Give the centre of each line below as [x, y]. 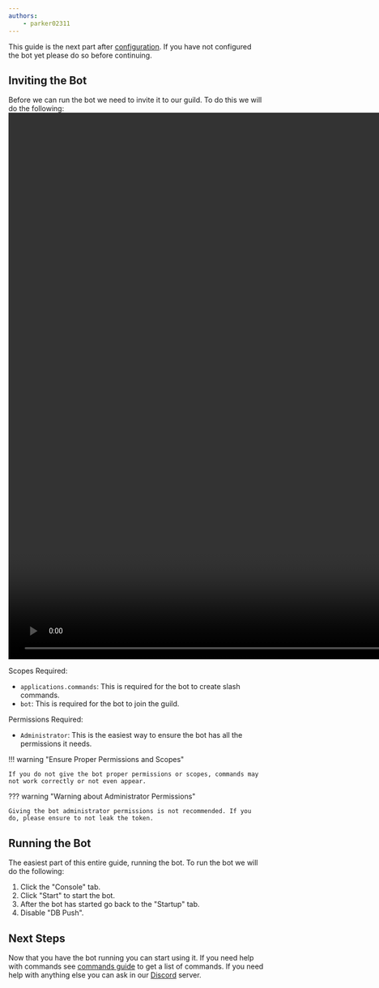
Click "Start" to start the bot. [68, 896]
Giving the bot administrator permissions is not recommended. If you [130, 811]
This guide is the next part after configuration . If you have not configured [130, 46]
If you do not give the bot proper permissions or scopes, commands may [134, 774]
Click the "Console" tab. [60, 887]
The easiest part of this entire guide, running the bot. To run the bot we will [133, 862]
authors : [23, 16]
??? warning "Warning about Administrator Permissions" [102, 796]
